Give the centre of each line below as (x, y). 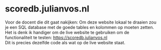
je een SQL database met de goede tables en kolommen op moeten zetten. (80, 27)
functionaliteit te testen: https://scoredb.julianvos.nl (56, 37)
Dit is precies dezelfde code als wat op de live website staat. (65, 42)
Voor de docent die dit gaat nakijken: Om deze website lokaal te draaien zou (81, 22)
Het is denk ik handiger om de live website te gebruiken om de (67, 32)
